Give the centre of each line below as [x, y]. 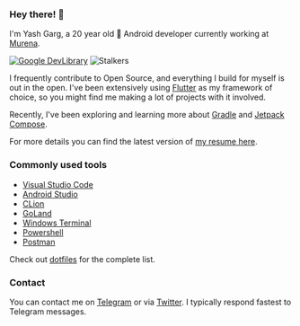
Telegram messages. [48, 311]
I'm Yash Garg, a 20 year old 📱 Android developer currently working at [139, 34]
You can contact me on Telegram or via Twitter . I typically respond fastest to [150, 302]
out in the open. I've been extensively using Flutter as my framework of [141, 88]
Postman [39, 242]
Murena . [25, 43]
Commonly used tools [58, 165]
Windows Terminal [57, 223]
